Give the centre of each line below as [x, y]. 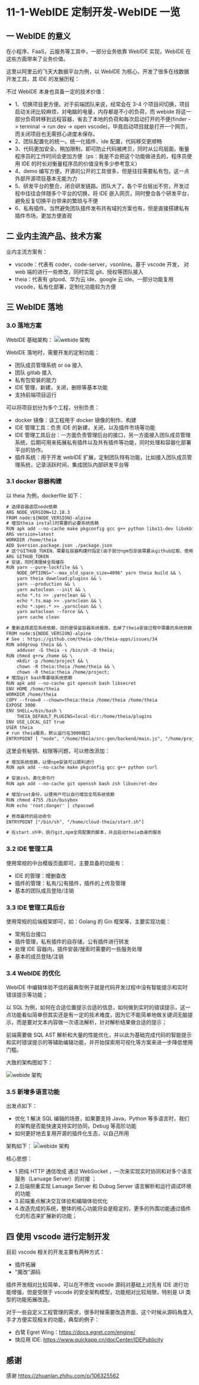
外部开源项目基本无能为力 [46, 178]
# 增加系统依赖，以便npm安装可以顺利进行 [50, 762]
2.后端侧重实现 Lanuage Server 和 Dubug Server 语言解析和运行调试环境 [103, 1186]
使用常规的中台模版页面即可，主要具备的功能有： [66, 863]
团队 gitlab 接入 [33, 372]
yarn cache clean [38, 617]
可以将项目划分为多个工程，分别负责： [53, 407]
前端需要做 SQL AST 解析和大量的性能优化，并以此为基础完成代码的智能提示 [99, 1035]
